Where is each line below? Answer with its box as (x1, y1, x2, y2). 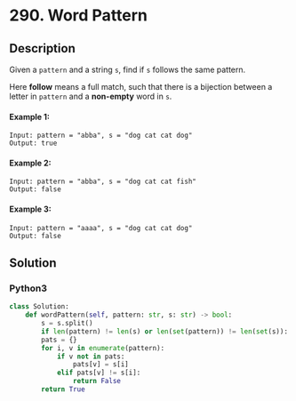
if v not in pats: (56, 352, 125, 361)
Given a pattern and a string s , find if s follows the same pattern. (9, 64, 246, 75)
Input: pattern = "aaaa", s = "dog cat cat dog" (9, 223, 193, 232)
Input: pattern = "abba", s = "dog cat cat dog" (9, 131, 193, 140)
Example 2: (9, 157, 52, 168)
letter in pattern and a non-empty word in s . (9, 91, 172, 101)
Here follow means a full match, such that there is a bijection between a (9, 82, 273, 92)
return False (72, 377, 122, 386)
